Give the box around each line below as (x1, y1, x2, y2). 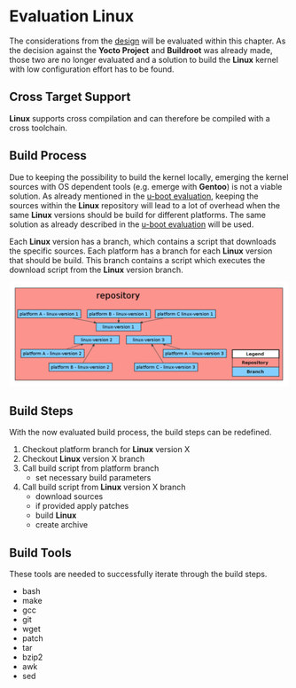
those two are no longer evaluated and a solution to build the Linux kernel (9, 54, 279, 65)
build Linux (35, 510, 77, 520)
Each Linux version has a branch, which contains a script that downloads (9, 236, 277, 246)
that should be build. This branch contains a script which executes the (9, 254, 266, 265)
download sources (35, 491, 104, 502)
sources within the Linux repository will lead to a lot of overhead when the (9, 199, 281, 210)
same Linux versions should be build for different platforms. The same (9, 209, 267, 220)
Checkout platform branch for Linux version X (21, 444, 191, 455)
